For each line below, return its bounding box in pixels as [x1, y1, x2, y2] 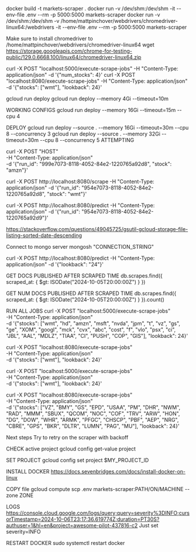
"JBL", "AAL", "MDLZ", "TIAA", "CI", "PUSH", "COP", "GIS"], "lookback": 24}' [6, 333, 188, 339]
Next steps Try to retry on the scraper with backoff [6, 434, 129, 441]
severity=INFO [6, 528, 41, 535]
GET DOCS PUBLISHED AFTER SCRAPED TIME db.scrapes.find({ [6, 272, 163, 279]
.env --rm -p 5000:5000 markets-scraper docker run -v [26, 11, 160, 18]
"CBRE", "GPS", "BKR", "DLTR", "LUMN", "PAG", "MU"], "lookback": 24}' [6, 422, 180, 429]
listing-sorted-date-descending [6, 232, 82, 239]
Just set [139, 522, 159, 529]
